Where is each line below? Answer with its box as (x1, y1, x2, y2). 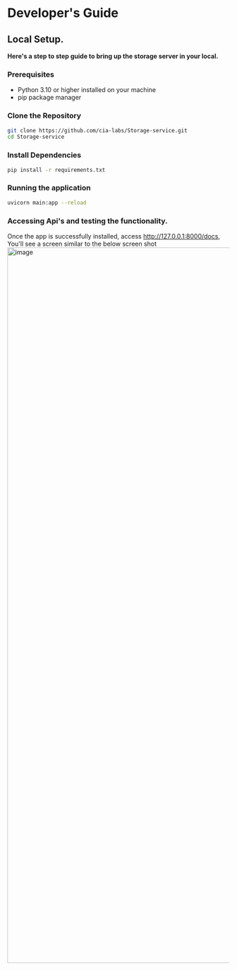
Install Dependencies (7, 150, 82, 160)
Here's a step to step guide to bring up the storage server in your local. (7, 52, 219, 60)
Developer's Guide (7, 5, 119, 21)
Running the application (7, 183, 91, 193)
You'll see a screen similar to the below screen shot (7, 239, 157, 248)
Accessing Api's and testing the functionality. (7, 216, 168, 226)
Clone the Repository (7, 111, 82, 121)
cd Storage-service (7, 133, 65, 141)
